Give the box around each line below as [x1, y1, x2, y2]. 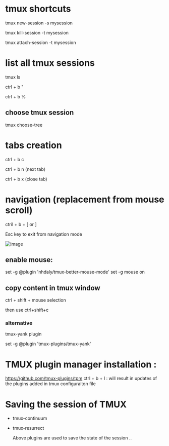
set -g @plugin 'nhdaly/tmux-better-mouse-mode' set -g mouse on [5, 269, 145, 275]
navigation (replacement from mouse [5, 194, 164, 205]
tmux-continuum [12, 415, 47, 421]
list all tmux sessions [5, 57, 95, 69]
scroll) [5, 204, 33, 216]
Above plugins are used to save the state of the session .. [12, 435, 132, 441]
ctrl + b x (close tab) [5, 176, 47, 182]
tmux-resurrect [12, 425, 44, 431]
